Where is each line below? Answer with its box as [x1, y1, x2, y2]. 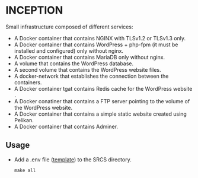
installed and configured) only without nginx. [14, 47, 124, 54]
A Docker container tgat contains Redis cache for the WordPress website [14, 85, 193, 92]
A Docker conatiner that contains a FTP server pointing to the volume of [14, 97, 190, 104]
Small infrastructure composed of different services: [5, 23, 133, 30]
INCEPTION [5, 4, 63, 17]
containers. [14, 78, 42, 86]
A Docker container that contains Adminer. [14, 123, 118, 130]
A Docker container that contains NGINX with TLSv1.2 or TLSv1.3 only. [14, 34, 186, 42]
